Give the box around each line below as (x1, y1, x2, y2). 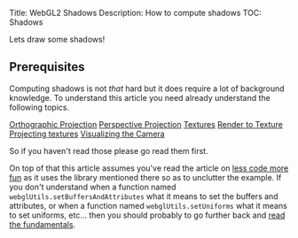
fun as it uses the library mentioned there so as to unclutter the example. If (9, 172, 282, 182)
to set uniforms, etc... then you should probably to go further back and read (9, 210, 286, 220)
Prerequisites (9, 59, 85, 74)
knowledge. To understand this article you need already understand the (9, 92, 271, 103)
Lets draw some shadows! (9, 35, 106, 44)
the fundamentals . (9, 219, 76, 229)
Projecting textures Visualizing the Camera (9, 128, 166, 139)
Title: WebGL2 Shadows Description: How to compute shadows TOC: (9, 8, 262, 18)
